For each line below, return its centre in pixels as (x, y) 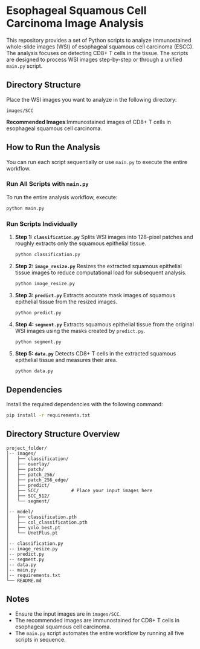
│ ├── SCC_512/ (28, 496)
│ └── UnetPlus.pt (32, 533)
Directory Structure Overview (63, 434)
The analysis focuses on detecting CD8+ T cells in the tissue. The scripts (97, 53)
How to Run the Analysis (53, 147)
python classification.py (47, 255)
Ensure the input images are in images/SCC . (68, 614)
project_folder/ (27, 448)
